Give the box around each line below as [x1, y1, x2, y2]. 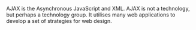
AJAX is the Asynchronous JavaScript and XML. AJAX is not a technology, [6, 5, 190, 12]
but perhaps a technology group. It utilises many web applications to [6, 11, 176, 18]
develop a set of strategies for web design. [6, 18, 112, 24]
